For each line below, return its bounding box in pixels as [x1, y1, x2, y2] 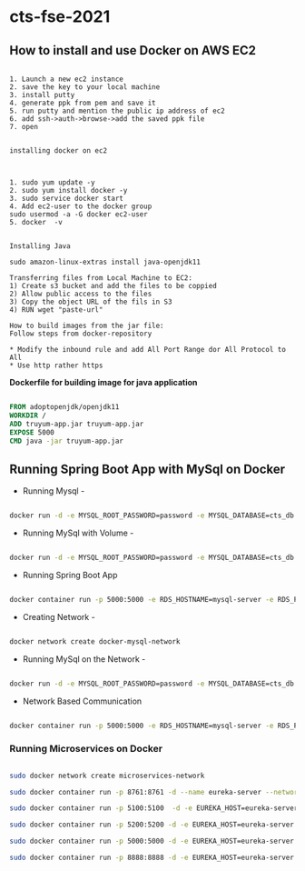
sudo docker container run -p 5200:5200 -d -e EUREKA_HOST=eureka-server [9, 820, 295, 829]
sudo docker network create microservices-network [9, 771, 205, 780]
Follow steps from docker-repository [9, 329, 152, 338]
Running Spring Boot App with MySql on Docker [9, 461, 286, 476]
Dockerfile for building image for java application [9, 377, 198, 387]
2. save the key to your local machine [9, 83, 161, 92]
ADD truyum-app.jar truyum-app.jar [9, 419, 144, 428]
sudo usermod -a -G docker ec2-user [9, 210, 148, 219]
